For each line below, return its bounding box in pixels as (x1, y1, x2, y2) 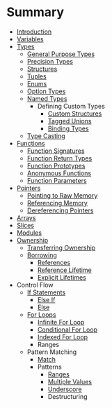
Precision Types (26, 57, 74, 65)
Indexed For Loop (37, 332, 88, 341)
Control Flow (16, 280, 54, 289)
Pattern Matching (26, 348, 77, 356)
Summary (6, 4, 64, 20)
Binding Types (47, 124, 89, 132)
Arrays (16, 213, 36, 222)
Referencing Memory (26, 198, 88, 207)
